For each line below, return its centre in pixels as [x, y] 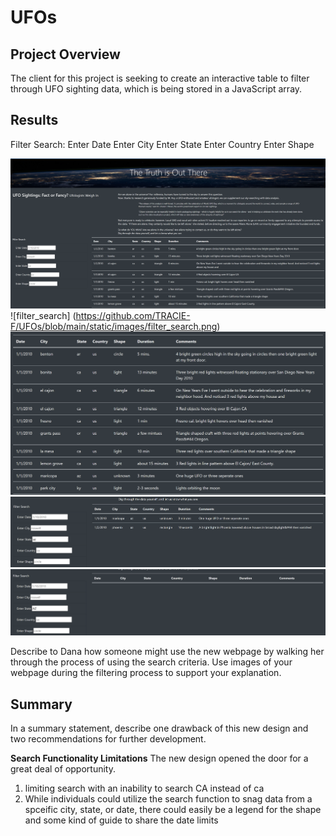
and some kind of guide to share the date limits [121, 820]
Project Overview [65, 54]
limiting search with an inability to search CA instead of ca [144, 788]
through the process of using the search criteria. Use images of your [151, 662]
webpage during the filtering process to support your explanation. [146, 673]
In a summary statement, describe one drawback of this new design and [159, 728]
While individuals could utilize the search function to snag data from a [168, 799]
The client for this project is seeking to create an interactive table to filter [160, 78]
